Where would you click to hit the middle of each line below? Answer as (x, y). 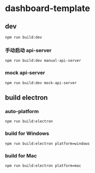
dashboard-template (48, 8)
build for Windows (27, 133)
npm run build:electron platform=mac (43, 166)
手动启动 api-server (28, 50)
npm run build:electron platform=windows (47, 144)
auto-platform (22, 111)
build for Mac (21, 156)
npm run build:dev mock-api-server (41, 83)
